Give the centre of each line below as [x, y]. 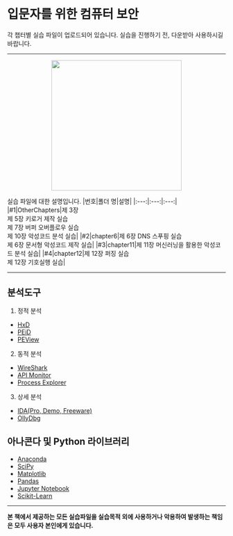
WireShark [32, 367]
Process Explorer [42, 382]
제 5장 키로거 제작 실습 [37, 218]
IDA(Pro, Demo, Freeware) [54, 410]
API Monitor [34, 375]
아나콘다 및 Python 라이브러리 [68, 442]
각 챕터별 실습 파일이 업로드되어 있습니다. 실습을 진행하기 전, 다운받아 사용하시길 [115, 35]
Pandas [28, 481]
